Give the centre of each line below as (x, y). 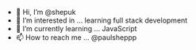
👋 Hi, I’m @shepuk (46, 12)
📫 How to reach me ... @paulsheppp (76, 37)
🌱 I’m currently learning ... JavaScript (76, 29)
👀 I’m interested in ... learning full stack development (102, 20)
